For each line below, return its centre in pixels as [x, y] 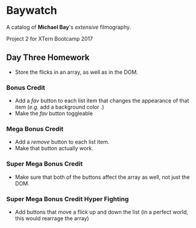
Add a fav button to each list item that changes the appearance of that [102, 101]
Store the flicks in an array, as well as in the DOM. [76, 72]
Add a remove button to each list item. [62, 142]
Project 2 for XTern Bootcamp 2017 [50, 38]
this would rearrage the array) [52, 218]
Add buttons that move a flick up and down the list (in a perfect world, [101, 212]
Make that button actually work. [54, 148]
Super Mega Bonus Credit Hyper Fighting [68, 199]
